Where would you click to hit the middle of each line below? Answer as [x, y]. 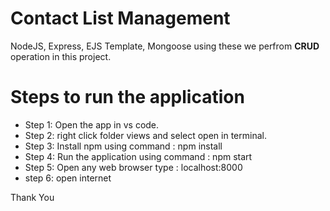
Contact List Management [120, 18]
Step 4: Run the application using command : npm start [138, 156]
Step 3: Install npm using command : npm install [123, 146]
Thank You [32, 197]
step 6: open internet [68, 178]
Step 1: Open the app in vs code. [92, 124]
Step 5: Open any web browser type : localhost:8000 [133, 167]
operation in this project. [61, 56]
